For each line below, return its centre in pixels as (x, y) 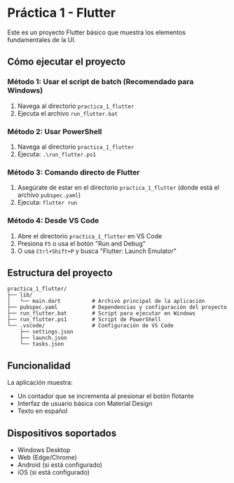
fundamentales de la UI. (42, 39)
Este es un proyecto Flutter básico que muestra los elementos (97, 32)
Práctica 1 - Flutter (62, 13)
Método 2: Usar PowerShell (55, 131)
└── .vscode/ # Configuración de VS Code (90, 326)
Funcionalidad (39, 366)
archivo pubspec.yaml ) (49, 195)
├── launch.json (44, 338)
